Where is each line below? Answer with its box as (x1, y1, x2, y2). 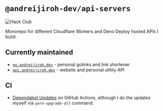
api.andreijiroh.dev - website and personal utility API (12, 66, 125, 72)
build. (5, 33, 17, 39)
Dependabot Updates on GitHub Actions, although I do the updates (12, 94, 151, 100)
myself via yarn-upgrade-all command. (12, 99, 94, 106)
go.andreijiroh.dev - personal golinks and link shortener (12, 61, 130, 67)
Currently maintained (5, 48, 73, 56)
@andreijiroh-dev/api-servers (5, 4, 131, 13)
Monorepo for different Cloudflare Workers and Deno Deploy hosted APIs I (5, 28, 158, 34)
